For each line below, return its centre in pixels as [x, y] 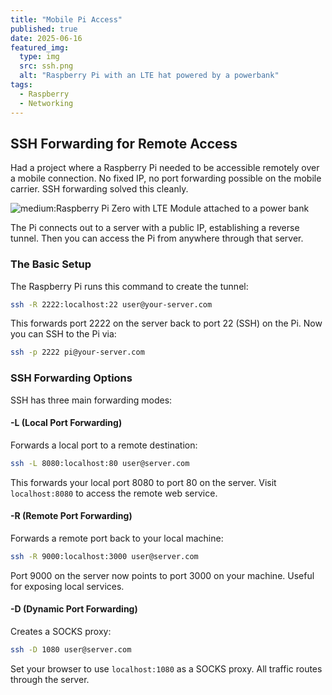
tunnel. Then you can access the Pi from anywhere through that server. [157, 238]
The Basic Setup [51, 264]
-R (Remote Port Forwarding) [71, 516]
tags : [21, 85]
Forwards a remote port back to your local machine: [117, 538]
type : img [39, 57]
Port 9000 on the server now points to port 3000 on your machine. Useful [162, 575]
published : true [44, 29]
